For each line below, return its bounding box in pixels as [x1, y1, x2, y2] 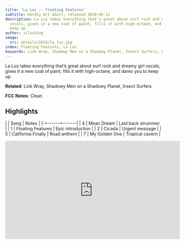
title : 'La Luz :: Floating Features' [5, 7, 86, 12]
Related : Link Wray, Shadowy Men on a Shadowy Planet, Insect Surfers [5, 83, 152, 89]
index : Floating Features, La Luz [5, 44, 77, 49]
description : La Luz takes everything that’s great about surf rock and [5, 16, 160, 21]
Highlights [5, 107, 38, 115]
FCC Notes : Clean [5, 93, 42, 99]
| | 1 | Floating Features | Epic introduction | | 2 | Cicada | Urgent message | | [5, 126, 162, 132]
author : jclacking [5, 30, 43, 35]
